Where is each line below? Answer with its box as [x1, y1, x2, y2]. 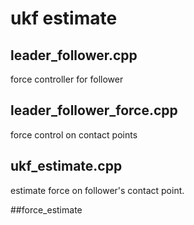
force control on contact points [10, 128, 138, 141]
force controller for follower [10, 73, 124, 85]
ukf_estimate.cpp [10, 158, 123, 175]
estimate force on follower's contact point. [10, 184, 185, 196]
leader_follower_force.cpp [10, 102, 178, 119]
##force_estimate [10, 203, 83, 216]
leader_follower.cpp [10, 47, 138, 64]
